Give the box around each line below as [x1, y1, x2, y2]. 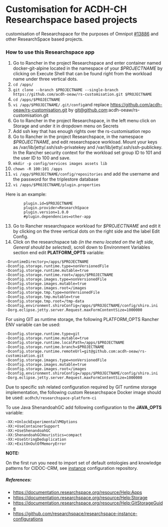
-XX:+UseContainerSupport [5, 424, 59, 429]
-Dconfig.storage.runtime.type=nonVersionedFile [5, 264, 109, 269]
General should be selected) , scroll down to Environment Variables [12, 244, 150, 250]
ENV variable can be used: [5, 322, 60, 328]
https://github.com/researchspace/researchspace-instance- [12, 510, 138, 517]
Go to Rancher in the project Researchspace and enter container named [12, 60, 161, 66]
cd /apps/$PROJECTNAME [12, 97, 60, 102]
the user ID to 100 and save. [12, 155, 71, 161]
